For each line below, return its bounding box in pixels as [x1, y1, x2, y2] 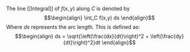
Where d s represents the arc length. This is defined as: [6, 24, 140, 30]
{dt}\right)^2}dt [63, 39, 101, 46]
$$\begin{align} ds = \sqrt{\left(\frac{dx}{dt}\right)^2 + [14, 32, 149, 40]
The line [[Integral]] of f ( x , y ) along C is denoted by [6, 5, 130, 12]
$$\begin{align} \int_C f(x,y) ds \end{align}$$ [44, 14, 155, 21]
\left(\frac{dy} [150, 32, 185, 40]
